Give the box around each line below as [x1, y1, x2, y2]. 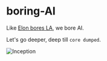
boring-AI [6, 4, 56, 18]
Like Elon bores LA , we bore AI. [6, 24, 85, 31]
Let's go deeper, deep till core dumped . [6, 36, 101, 43]
